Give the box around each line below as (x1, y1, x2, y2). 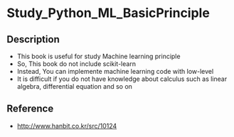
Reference (6, 103, 54, 115)
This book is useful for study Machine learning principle (16, 52, 181, 60)
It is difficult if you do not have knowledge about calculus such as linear (16, 75, 228, 83)
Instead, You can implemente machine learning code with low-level (16, 67, 214, 75)
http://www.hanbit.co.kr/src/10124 (16, 121, 117, 130)
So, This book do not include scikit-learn (16, 60, 137, 68)
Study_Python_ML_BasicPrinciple (6, 5, 211, 21)
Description (6, 33, 60, 45)
